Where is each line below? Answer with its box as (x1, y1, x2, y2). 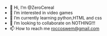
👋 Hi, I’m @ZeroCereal (9, 5, 54, 10)
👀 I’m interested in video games (9, 10, 73, 16)
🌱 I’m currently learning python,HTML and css (9, 15, 102, 20)
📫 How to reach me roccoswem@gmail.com (9, 26, 100, 31)
